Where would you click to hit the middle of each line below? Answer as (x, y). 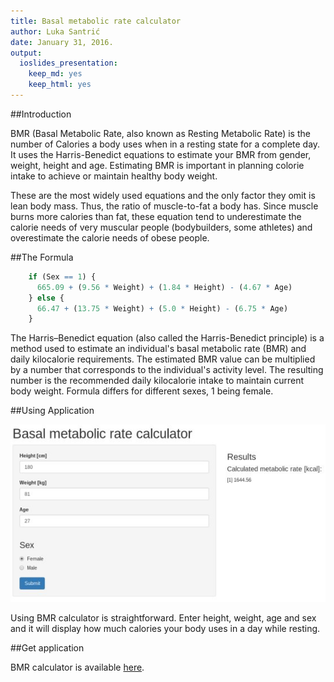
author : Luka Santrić (55, 31)
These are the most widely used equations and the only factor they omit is (163, 195)
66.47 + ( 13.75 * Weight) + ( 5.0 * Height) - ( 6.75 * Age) (162, 308)
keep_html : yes (60, 85)
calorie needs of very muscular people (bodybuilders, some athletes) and (161, 227)
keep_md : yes (55, 74)
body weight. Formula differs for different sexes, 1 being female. (142, 391)
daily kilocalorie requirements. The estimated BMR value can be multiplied (163, 359)
